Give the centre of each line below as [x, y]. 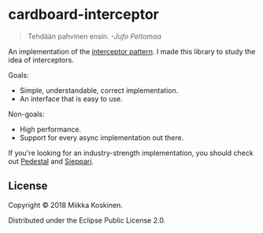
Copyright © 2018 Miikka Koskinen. [66, 205]
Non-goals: [26, 114]
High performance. [50, 129]
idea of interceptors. [41, 60]
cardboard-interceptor [83, 15]
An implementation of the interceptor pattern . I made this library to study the [132, 51]
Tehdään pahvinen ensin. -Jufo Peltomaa [94, 36]
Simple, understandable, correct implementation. [99, 90]
